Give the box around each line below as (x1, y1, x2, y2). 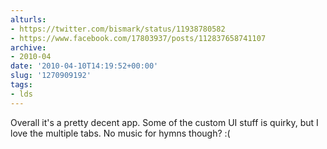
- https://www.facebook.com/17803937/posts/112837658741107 (10, 33, 267, 43)
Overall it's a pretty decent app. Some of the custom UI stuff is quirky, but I (10, 116, 319, 128)
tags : (10, 80, 33, 90)
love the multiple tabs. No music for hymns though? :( (10, 127, 231, 139)
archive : (10, 42, 47, 53)
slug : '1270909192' (10, 71, 92, 81)
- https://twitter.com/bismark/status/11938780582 (10, 24, 226, 34)
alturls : (10, 14, 47, 25)
